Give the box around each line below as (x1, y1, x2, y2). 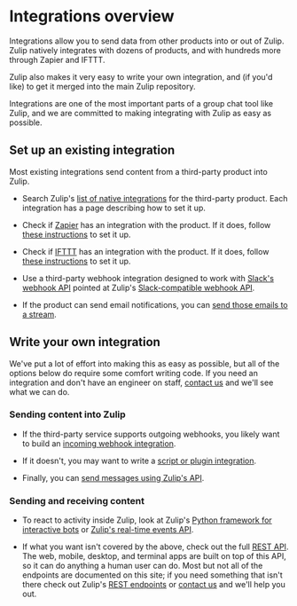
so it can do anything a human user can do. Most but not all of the (21, 561, 263, 571)
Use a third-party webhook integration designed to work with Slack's (21, 272, 275, 283)
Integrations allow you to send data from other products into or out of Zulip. (9, 35, 285, 46)
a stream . (21, 309, 58, 319)
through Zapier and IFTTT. (9, 54, 106, 65)
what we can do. (9, 386, 70, 397)
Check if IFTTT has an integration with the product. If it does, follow (21, 246, 270, 256)
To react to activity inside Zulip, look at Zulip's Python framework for (21, 515, 272, 525)
